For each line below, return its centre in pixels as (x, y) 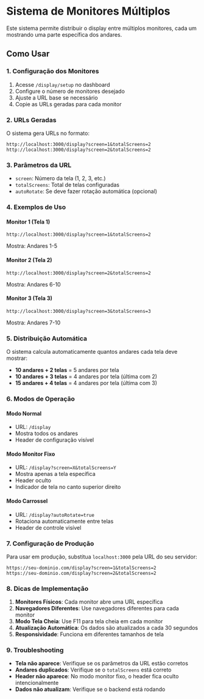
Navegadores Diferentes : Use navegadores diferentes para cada (97, 609)
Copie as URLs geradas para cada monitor (68, 104)
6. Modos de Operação (40, 398)
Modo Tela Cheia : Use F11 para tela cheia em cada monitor (89, 621)
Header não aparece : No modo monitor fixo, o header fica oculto (97, 676)
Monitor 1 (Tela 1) (28, 222)
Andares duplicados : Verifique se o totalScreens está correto (93, 670)
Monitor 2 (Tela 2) (30, 260)
